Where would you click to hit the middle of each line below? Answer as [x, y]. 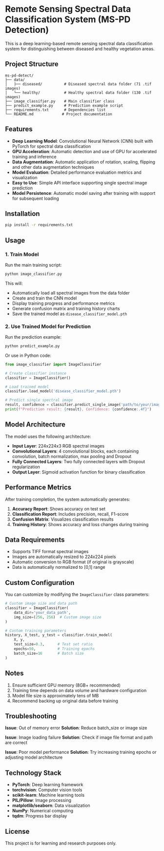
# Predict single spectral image [39, 400]
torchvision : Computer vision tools [47, 790]
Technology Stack [33, 773]
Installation [22, 214]
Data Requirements [35, 540]
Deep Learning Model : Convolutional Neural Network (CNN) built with [82, 141]
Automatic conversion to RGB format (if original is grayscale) [73, 562]
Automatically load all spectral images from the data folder [71, 293]
